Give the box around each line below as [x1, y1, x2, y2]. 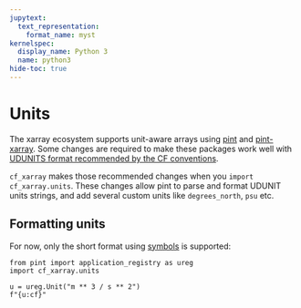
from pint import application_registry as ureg [9, 258, 194, 267]
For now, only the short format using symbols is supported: [9, 241, 232, 252]
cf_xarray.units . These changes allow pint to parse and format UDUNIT [9, 180, 282, 191]
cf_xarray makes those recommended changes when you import [9, 170, 254, 181]
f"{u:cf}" [9, 290, 47, 299]
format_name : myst [26, 30, 96, 39]
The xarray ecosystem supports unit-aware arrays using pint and [9, 133, 254, 144]
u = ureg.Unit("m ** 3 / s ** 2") [9, 282, 141, 292]
